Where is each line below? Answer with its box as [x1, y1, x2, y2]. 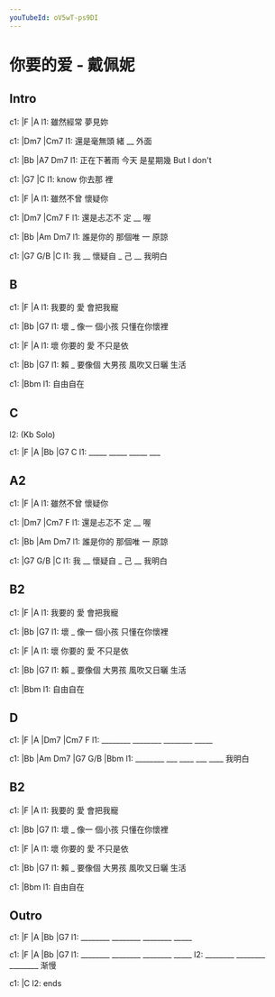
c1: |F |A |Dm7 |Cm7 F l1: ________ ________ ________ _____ [9, 734, 214, 745]
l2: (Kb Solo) [9, 429, 56, 440]
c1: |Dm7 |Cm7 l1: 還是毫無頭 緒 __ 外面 [9, 135, 152, 146]
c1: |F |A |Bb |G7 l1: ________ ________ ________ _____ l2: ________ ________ [9, 949, 266, 960]
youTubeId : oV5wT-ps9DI [9, 13, 99, 23]
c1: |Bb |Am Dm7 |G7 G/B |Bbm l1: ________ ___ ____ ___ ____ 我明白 [9, 753, 250, 764]
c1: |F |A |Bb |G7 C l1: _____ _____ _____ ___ [9, 447, 160, 458]
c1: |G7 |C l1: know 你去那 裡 [9, 173, 114, 185]
